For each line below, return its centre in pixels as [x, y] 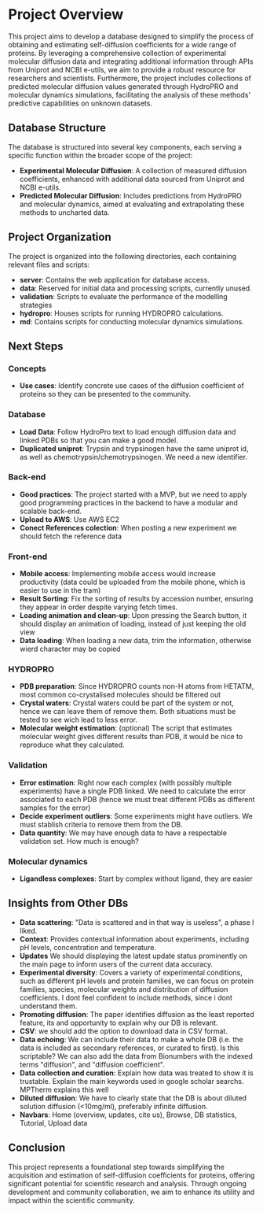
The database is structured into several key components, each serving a [125, 146]
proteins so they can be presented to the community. [105, 394]
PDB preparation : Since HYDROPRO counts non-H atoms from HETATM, [137, 686]
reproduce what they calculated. [72, 745]
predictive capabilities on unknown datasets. [80, 103]
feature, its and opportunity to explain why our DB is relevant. [119, 1023]
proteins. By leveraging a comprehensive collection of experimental [117, 53]
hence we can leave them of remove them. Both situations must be [128, 712]
